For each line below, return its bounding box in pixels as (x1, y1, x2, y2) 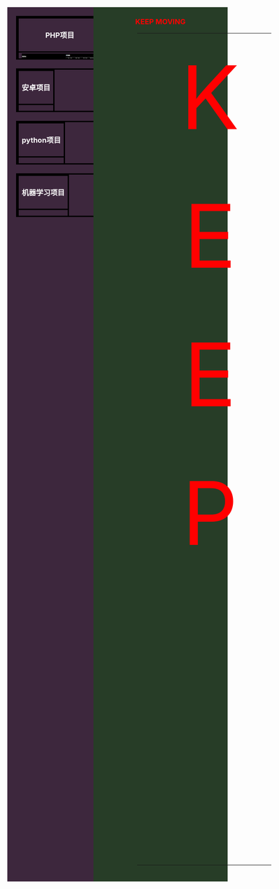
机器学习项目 (22, 187, 65, 197)
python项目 (22, 135, 62, 145)
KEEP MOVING (135, 17, 186, 27)
